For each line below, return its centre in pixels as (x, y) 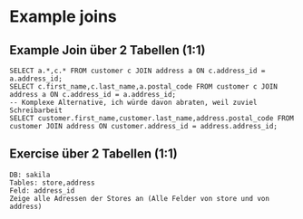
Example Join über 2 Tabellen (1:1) (108, 50)
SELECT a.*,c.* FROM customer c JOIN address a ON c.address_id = (137, 71)
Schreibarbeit (36, 110)
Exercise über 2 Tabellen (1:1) (94, 154)
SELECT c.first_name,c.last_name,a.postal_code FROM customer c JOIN (144, 87)
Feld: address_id (42, 190)
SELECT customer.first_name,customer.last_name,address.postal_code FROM (152, 119)
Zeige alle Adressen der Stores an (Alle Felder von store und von (140, 198)
